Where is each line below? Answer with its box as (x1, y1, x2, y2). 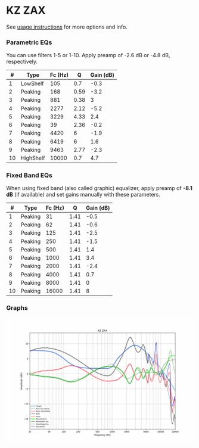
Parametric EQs (6, 38, 52, 46)
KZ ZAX (6, 4, 46, 17)
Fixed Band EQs (6, 171, 52, 179)
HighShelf (20, 154, 45, 161)
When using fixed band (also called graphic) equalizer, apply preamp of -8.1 (6, 185, 192, 192)
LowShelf (20, 80, 44, 87)
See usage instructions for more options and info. (6, 23, 128, 30)
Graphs (6, 304, 28, 312)
